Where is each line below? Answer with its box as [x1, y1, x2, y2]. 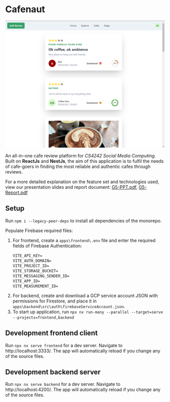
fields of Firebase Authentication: [12, 243, 82, 249]
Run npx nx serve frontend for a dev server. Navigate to [5, 342, 123, 348]
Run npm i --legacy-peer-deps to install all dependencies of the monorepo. [5, 217, 162, 224]
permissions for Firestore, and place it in [12, 298, 97, 304]
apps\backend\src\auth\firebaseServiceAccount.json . [12, 303, 125, 309]
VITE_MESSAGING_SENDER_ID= [12, 273, 70, 279]
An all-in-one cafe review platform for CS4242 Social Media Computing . [5, 152, 156, 158]
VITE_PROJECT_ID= [12, 263, 50, 269]
